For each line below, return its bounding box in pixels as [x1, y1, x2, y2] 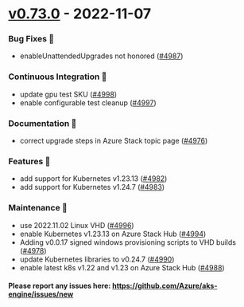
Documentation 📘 [8, 117, 77, 128]
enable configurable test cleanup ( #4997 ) [19, 97, 157, 108]
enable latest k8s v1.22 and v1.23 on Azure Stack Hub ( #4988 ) [19, 262, 225, 272]
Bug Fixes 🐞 [8, 33, 54, 45]
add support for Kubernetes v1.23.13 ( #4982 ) [19, 174, 168, 183]
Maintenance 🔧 [8, 203, 68, 214]
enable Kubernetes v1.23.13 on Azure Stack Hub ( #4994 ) [19, 229, 207, 238]
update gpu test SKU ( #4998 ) [19, 89, 118, 99]
